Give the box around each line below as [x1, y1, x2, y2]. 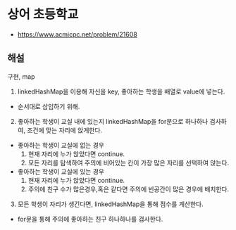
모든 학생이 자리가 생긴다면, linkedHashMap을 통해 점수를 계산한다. [17, 200, 204, 208]
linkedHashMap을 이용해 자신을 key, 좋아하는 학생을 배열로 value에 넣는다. [17, 87, 225, 96]
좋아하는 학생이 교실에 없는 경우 [17, 141, 104, 149]
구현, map [7, 72, 35, 81]
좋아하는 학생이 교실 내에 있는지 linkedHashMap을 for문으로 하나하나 [17, 117, 209, 125]
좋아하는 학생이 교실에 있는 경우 [17, 167, 104, 176]
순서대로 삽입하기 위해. [17, 102, 80, 110]
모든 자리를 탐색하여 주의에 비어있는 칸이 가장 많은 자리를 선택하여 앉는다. [27, 158, 230, 167]
